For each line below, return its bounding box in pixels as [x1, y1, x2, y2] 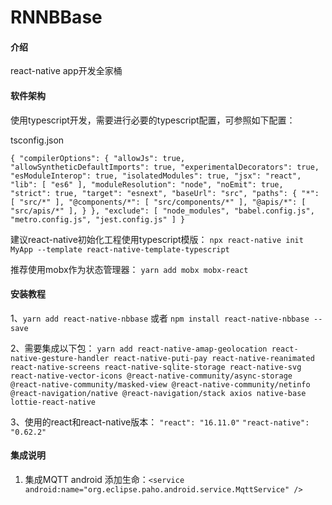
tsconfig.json [10, 134, 65, 146]
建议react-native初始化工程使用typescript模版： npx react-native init [10, 233, 304, 245]
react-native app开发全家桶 [10, 65, 123, 77]
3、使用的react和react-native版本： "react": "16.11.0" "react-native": [10, 416, 310, 428]
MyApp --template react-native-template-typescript [10, 244, 230, 255]
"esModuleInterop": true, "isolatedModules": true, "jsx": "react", [10, 171, 302, 181]
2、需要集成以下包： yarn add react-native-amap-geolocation [10, 342, 268, 354]
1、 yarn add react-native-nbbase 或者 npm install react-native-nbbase [10, 312, 310, 324]
